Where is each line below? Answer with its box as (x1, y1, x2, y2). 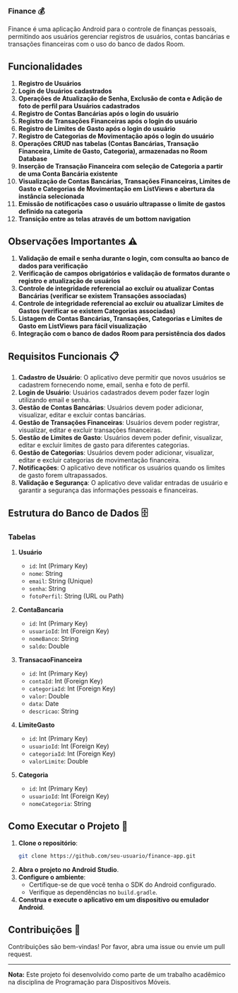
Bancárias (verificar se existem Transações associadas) (18, 291, 187, 300)
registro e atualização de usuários (18, 276, 121, 285)
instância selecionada (18, 192, 85, 200)
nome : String (28, 569, 63, 578)
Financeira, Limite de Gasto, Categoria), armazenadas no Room (18, 147, 208, 156)
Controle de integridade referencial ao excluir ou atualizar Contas (18, 284, 215, 293)
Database (18, 154, 48, 163)
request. (8, 950, 32, 958)
